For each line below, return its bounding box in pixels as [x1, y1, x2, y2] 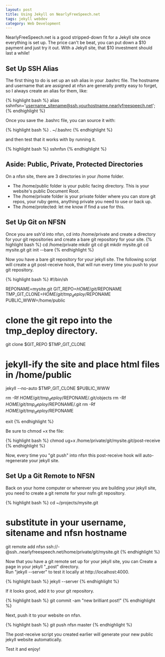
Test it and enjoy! [5, 646, 41, 652]
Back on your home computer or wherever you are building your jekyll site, [5, 485, 157, 491]
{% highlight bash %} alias [5, 97, 59, 103]
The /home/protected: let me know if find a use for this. [12, 204, 125, 210]
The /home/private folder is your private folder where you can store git [12, 193, 156, 199]
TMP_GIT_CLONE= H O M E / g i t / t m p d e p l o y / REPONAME [5, 291, 111, 298]
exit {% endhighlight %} [5, 418, 54, 424]
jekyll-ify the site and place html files [5, 359, 160, 370]
